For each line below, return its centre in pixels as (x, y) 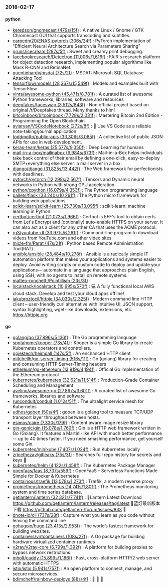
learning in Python (31, 211)
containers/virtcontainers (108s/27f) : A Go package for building (78, 537)
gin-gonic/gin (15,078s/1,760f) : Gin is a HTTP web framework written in (87, 428)
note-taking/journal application (44, 131)
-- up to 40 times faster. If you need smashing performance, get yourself (88, 439)
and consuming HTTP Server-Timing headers (59, 364)
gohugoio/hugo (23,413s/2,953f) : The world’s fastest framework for (83, 526)
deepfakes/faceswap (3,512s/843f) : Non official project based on (80, 105)
